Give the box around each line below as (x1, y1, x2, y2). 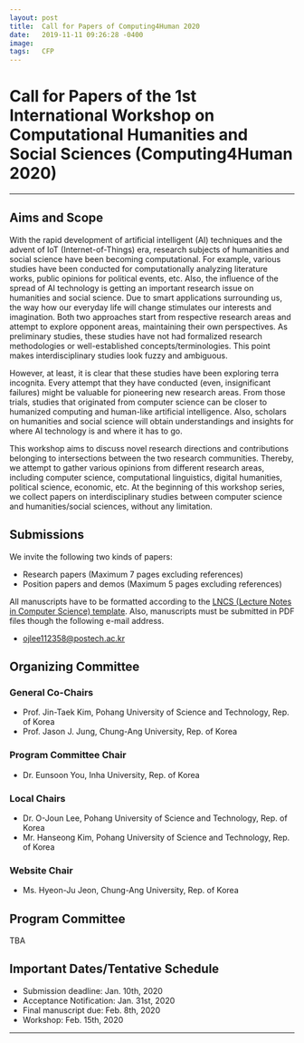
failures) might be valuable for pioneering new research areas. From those (9, 386, 286, 397)
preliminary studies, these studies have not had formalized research (9, 330, 262, 341)
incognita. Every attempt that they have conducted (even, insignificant (9, 377, 271, 388)
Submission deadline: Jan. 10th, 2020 (22, 985, 163, 996)
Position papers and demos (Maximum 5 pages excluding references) (22, 578, 282, 590)
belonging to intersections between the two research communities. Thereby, (9, 453, 294, 463)
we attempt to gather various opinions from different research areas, (9, 462, 265, 473)
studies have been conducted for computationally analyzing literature (9, 263, 269, 274)
